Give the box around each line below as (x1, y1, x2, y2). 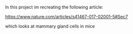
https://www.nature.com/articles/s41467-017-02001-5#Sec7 (5, 14, 128, 19)
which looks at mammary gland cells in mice (5, 23, 95, 29)
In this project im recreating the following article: (5, 4, 103, 10)
